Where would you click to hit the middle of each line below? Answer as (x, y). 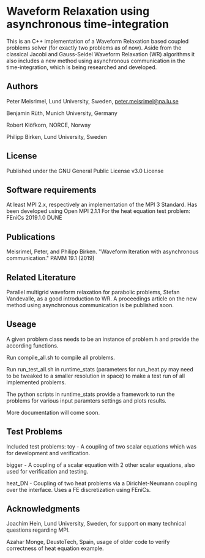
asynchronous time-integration (88, 24)
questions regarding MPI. (38, 530)
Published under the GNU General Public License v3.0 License (85, 171)
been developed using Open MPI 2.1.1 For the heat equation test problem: (99, 211)
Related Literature (41, 277)
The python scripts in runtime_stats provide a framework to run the (91, 394)
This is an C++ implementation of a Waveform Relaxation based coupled (98, 41)
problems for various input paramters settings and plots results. (87, 400)
